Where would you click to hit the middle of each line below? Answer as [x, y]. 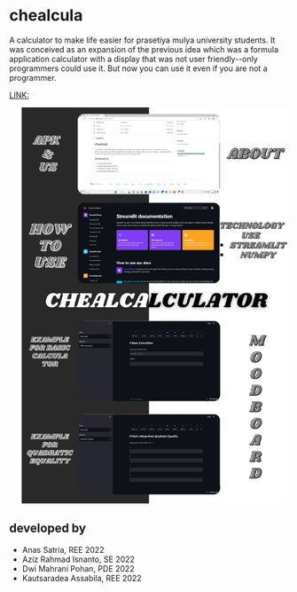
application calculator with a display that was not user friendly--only [134, 59]
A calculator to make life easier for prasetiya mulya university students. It [142, 40]
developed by [48, 529]
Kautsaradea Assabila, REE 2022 [82, 578]
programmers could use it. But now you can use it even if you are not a [138, 68]
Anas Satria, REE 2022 [63, 549]
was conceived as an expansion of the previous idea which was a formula [144, 49]
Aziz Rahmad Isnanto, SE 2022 [78, 559]
